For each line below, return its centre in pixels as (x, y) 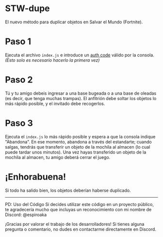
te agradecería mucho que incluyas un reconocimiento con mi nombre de (78, 209)
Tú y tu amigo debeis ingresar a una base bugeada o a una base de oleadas (81, 93)
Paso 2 (19, 80)
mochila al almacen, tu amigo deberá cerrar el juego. (58, 157)
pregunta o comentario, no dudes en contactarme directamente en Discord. (81, 229)
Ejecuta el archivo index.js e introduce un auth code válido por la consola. (80, 55)
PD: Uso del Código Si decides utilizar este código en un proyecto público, (80, 204)
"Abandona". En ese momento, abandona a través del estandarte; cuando (78, 142)
